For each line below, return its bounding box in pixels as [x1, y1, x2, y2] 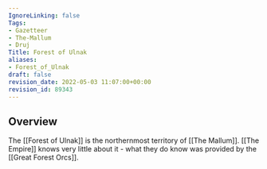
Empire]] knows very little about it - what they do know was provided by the [8, 144, 257, 154]
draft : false [8, 71, 52, 79]
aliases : [8, 56, 37, 64]
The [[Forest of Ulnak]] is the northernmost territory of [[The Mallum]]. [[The [8, 136, 260, 145]
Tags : [8, 19, 26, 27]
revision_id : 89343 [8, 85, 73, 94]
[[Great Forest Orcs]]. [8, 152, 79, 163]
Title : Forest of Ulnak [8, 48, 88, 56]
